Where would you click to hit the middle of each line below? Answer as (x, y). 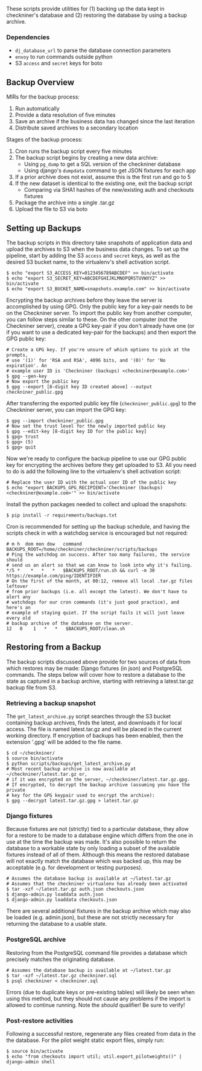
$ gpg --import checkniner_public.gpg (55, 421)
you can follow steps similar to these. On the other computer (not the (92, 319)
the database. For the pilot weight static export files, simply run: (85, 1040)
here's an (19, 607)
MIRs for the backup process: (43, 97)
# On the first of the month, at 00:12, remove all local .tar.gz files (99, 581)
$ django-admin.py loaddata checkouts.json (62, 900)
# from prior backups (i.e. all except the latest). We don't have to (97, 591)
